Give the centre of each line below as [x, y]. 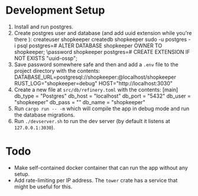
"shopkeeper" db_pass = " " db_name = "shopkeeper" [79, 102]
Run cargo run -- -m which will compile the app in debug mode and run [102, 108]
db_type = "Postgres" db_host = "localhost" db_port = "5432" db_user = [103, 96]
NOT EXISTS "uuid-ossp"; [46, 58]
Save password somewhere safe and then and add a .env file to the [96, 64]
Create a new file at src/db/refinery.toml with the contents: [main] [96, 89]
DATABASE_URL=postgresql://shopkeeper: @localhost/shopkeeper [95, 77]
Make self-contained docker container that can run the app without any [101, 168]
